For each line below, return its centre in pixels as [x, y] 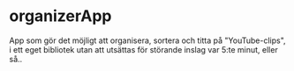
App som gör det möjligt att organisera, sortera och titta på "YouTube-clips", [147, 40]
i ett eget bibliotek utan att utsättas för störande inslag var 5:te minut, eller [143, 49]
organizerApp [60, 16]
